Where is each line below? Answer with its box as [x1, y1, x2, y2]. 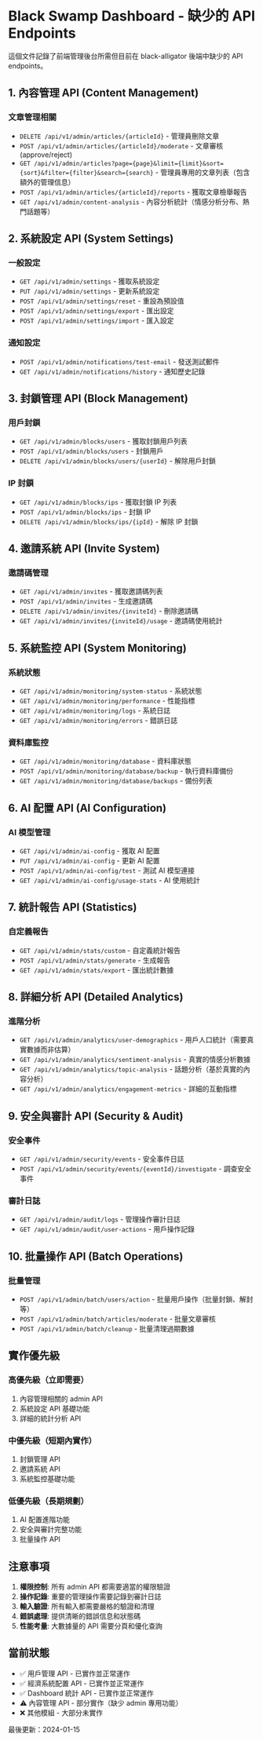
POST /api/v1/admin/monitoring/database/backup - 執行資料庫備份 [19, 766, 234, 776]
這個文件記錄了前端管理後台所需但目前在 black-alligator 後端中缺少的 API [8, 51, 243, 60]
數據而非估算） [26, 1045, 75, 1054]
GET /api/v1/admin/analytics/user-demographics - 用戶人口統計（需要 [19, 1035, 247, 1045]
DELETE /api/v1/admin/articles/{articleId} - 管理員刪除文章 [19, 131, 220, 141]
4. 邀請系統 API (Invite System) [8, 542, 160, 555]
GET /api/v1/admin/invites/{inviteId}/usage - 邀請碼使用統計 [19, 616, 223, 626]
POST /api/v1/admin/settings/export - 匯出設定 [19, 306, 174, 316]
